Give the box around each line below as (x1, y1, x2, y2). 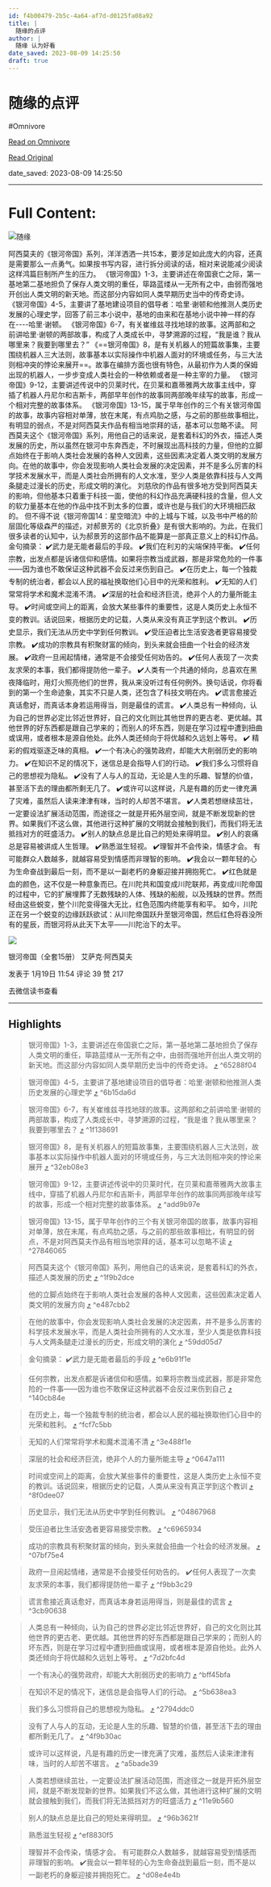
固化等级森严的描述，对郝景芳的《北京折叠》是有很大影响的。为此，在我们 (15, 521, 263, 531)
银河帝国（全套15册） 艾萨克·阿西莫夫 (8, 951, 133, 961)
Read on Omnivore (8, 136, 70, 146)
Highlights (8, 1017, 62, 1031)
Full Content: (8, 204, 97, 222)
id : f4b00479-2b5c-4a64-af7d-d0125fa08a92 (8, 11, 153, 20)
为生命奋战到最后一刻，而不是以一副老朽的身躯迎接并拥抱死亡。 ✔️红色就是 (8, 866, 257, 876)
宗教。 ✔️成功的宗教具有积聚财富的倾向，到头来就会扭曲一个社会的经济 (8, 639, 244, 649)
